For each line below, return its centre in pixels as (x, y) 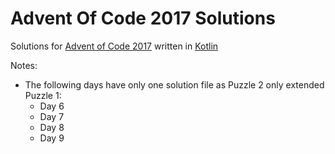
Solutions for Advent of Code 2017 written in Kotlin (114, 46)
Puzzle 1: (43, 95)
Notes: (24, 65)
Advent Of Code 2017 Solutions (143, 18)
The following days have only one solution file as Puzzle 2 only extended (174, 84)
